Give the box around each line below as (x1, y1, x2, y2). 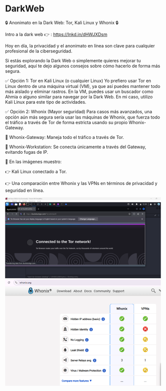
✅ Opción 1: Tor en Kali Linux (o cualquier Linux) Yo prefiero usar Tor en (5, 78, 152, 84)
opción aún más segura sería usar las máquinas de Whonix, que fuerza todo (5, 114, 161, 120)
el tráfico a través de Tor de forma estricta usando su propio (5, 119, 128, 125)
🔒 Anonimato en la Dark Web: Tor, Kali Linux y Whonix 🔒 (5, 19, 119, 25)
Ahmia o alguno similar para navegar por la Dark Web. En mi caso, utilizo (5, 93, 153, 99)
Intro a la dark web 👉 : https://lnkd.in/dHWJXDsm (5, 31, 108, 37)
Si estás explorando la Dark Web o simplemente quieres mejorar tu (5, 57, 141, 63)
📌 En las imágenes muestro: (5, 159, 62, 165)
